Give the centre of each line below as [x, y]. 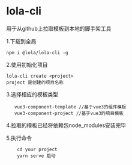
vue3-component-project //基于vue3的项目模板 [69, 113]
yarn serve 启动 [36, 156]
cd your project [37, 149]
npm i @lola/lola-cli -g [37, 52]
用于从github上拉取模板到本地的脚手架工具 [59, 28]
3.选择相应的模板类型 [32, 94]
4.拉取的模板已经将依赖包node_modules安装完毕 [66, 125]
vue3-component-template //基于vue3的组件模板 [70, 107]
